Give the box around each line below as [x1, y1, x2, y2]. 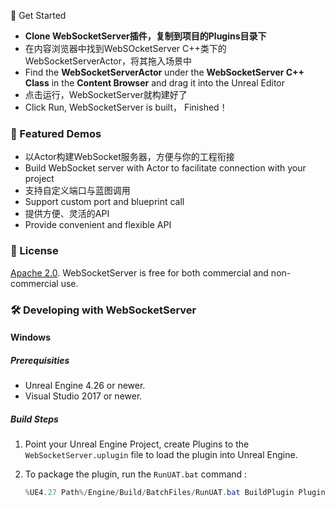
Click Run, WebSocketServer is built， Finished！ [24, 101, 228, 113]
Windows [10, 331, 51, 344]
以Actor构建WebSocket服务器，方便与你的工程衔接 [24, 151, 235, 163]
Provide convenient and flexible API [24, 219, 172, 231]
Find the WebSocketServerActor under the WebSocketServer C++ [24, 66, 305, 78]
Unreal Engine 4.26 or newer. [24, 380, 146, 392]
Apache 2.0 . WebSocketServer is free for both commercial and [10, 266, 269, 279]
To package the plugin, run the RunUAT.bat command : [24, 468, 248, 480]
